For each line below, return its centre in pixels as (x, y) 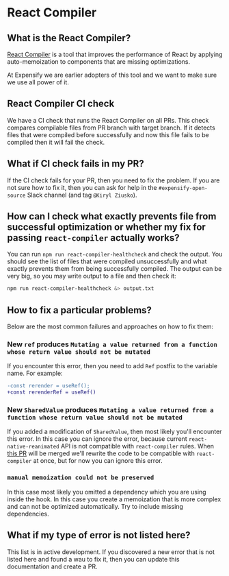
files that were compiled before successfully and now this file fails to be (108, 134)
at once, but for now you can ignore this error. (98, 461)
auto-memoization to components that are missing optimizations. (99, 62)
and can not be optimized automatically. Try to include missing (95, 506)
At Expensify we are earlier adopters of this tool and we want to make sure (112, 75)
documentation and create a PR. (52, 566)
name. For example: (35, 373)
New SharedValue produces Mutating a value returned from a (110, 410)
